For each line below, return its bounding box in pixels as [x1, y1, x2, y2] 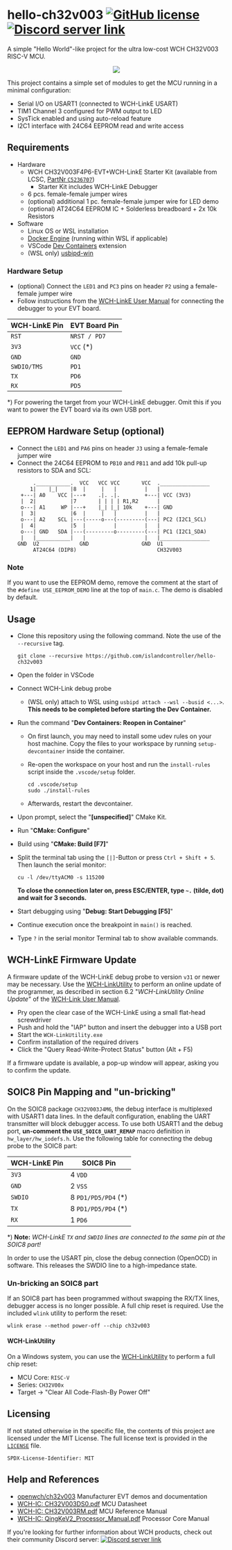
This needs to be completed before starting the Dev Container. [27, 705, 212, 713]
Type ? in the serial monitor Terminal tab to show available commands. [17, 933, 218, 942]
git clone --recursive [17, 652, 83, 660]
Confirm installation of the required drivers [17, 1038, 139, 1046]
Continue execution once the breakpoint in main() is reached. [17, 920, 193, 929]
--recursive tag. [17, 639, 64, 647]
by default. [7, 593, 38, 601]
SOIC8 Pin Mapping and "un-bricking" [7, 1086, 177, 1098]
